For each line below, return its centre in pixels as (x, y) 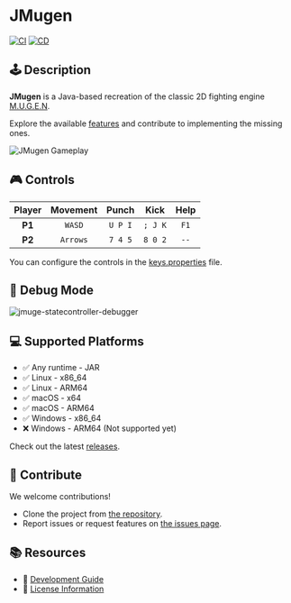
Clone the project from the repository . (92, 514)
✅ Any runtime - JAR (61, 368)
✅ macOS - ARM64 (58, 408)
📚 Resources (48, 553)
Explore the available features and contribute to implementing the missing (146, 123)
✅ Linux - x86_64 (55, 378)
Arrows (74, 239)
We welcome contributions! (60, 496)
